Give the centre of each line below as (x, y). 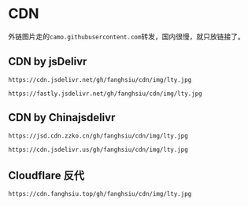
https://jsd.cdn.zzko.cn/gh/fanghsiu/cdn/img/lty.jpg (98, 136)
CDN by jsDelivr (48, 62)
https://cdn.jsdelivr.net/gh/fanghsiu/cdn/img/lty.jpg (100, 79)
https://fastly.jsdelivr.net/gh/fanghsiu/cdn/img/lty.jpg (105, 94)
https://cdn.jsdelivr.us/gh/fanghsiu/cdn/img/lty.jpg (98, 149)
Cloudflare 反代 (46, 175)
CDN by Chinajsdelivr (62, 118)
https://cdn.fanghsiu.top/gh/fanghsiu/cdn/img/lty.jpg (100, 194)
